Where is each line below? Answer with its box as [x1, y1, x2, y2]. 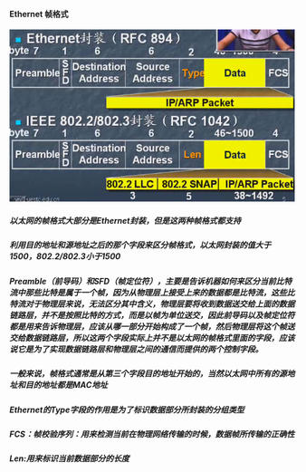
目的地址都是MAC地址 [24, 380, 109, 390]
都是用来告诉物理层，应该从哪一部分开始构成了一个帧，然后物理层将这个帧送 [9, 321, 295, 332]
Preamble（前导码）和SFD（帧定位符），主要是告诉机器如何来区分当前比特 [9, 275, 292, 286]
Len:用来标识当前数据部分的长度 [9, 453, 129, 464]
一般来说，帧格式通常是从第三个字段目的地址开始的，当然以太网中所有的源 [9, 368, 287, 380]
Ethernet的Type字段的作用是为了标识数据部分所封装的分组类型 [9, 404, 244, 415]
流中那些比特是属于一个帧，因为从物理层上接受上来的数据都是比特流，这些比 [9, 286, 295, 298]
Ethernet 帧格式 [9, 8, 70, 19]
